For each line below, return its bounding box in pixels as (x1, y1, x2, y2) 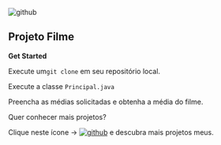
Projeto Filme (8, 30, 75, 43)
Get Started (8, 51, 47, 61)
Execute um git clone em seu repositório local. (8, 66, 160, 76)
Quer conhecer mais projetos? (8, 112, 107, 121)
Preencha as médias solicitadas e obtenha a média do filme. (8, 97, 204, 106)
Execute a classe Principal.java (8, 81, 114, 91)
